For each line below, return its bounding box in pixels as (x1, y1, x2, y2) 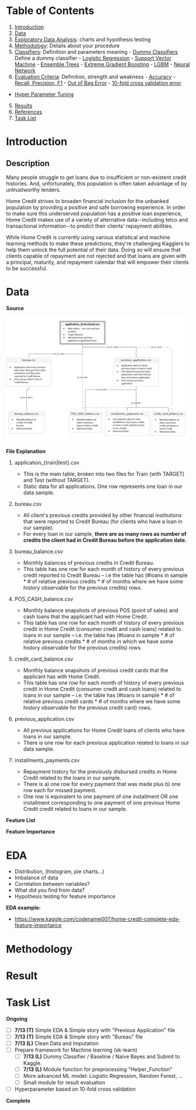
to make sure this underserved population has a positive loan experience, (6, 209, 183, 217)
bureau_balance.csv (14, 548, 64, 555)
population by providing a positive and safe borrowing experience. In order (6, 204, 185, 211)
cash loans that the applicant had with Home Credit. (23, 613, 148, 620)
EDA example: (6, 904, 41, 911)
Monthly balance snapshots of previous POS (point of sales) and (23, 607, 178, 614)
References (14, 108, 43, 115)
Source (6, 304, 24, 311)
